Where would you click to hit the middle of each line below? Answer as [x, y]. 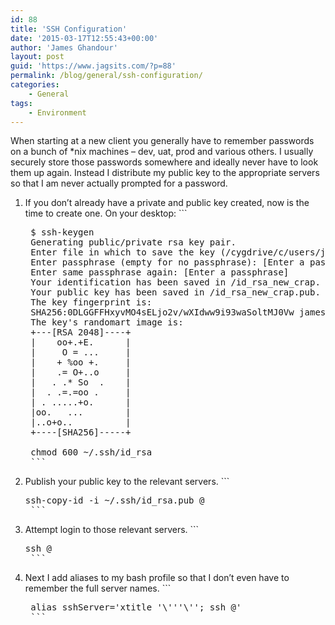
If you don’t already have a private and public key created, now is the [167, 203]
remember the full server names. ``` [98, 588]
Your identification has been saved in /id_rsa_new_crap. [175, 282]
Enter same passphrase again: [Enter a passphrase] [160, 272]
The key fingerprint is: [91, 302]
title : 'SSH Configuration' [69, 29]
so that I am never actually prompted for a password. [119, 183]
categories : [35, 85]
